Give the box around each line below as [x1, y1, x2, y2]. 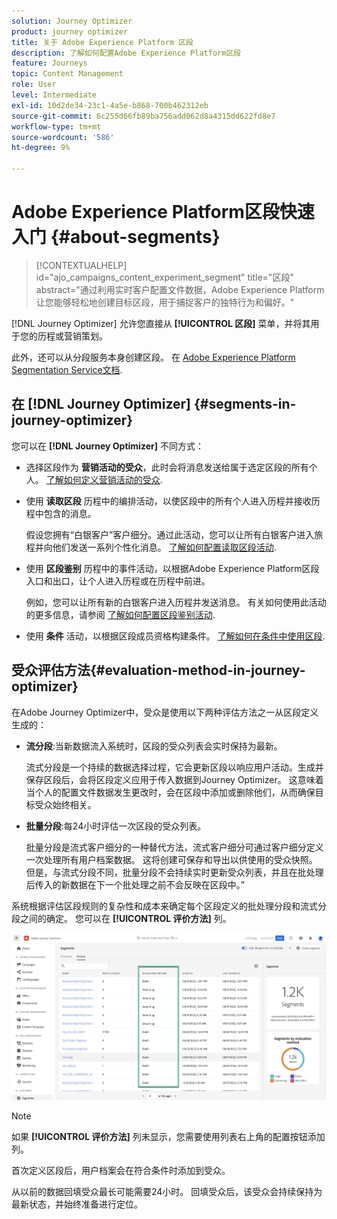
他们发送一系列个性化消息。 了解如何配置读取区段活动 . [52, 541, 277, 553]
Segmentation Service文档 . [11, 363, 123, 375]
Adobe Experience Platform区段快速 [11, 201, 315, 224]
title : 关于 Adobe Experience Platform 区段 [11, 37, 194, 47]
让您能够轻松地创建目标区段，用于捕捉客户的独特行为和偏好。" [35, 296, 295, 308]
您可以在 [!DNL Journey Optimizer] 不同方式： [11, 440, 204, 452]
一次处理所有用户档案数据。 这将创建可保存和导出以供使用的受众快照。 [25, 853, 318, 865]
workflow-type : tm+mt [11, 121, 102, 132]
